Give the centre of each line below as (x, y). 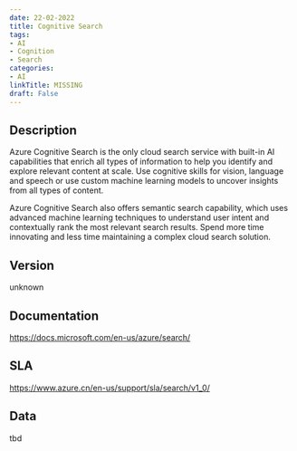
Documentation (54, 316)
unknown (27, 287)
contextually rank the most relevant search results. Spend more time (137, 227)
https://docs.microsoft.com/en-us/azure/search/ (100, 337)
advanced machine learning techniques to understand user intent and (139, 217)
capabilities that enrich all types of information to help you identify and (141, 162)
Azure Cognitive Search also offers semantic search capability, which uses (148, 208)
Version (32, 265)
